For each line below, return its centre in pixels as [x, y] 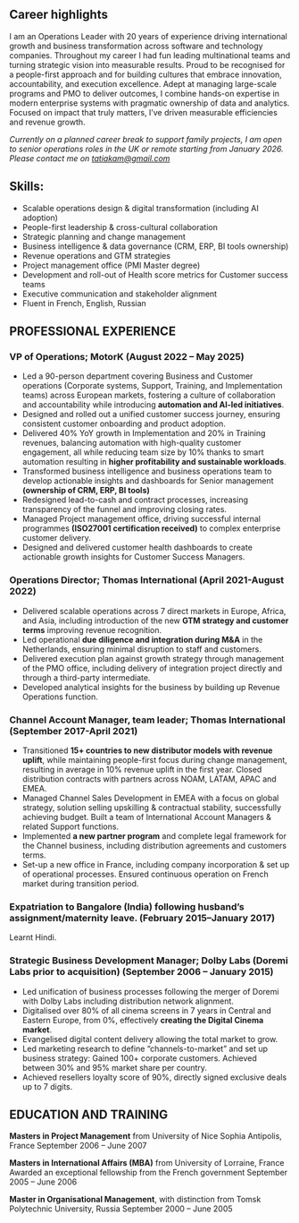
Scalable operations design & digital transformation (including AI [140, 208]
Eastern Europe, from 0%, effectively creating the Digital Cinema [143, 1020]
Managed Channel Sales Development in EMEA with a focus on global [150, 798]
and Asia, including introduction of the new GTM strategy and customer [155, 620]
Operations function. [60, 697]
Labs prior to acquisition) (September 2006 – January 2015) [141, 972]
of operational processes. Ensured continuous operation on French [145, 874]
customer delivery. [56, 538]
